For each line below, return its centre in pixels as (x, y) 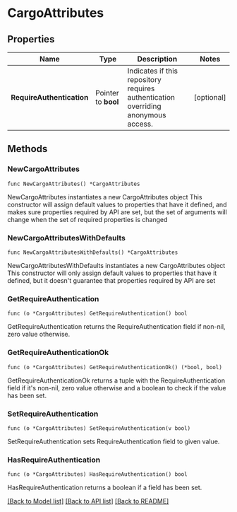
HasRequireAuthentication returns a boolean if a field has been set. (105, 488)
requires (141, 88)
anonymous (147, 115)
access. (140, 124)
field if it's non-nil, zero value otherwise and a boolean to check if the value (117, 388)
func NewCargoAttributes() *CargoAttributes (74, 184)
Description (157, 59)
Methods (28, 149)
